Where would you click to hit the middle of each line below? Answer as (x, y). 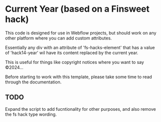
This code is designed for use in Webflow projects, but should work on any (81, 33)
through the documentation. (33, 82)
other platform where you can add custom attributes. (58, 38)
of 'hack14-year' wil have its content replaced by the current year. (72, 53)
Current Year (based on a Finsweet (77, 9)
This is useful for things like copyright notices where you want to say (75, 62)
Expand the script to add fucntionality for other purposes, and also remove (80, 109)
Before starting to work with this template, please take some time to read (79, 77)
